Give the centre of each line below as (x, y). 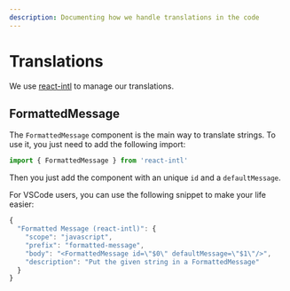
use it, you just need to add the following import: (98, 145)
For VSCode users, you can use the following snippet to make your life (138, 195)
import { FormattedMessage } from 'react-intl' (99, 161)
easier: (22, 204)
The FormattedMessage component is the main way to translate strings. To (143, 135)
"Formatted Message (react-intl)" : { (87, 229)
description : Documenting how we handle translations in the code (134, 17)
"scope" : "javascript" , (69, 237)
